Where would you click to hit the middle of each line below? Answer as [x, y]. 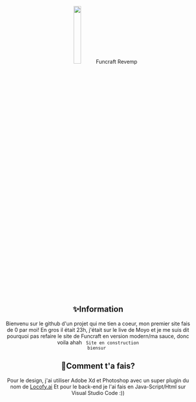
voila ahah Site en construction [98, 342]
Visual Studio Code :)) [98, 393]
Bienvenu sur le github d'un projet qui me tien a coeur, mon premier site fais [98, 323]
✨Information [98, 309]
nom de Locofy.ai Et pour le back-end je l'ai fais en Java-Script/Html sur [98, 387]
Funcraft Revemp [117, 62]
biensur [97, 348]
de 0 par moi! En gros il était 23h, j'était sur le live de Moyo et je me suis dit [98, 329]
